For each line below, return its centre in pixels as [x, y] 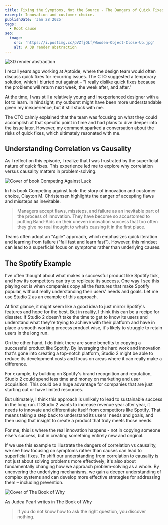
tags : [11, 24]
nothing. [26, 517]
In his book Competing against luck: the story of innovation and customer [81, 191]
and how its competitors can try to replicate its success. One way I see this [82, 281]
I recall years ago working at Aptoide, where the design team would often [81, 71]
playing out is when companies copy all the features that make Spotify [77, 286]
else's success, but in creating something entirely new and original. [74, 436]
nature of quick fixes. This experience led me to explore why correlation [79, 166]
